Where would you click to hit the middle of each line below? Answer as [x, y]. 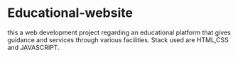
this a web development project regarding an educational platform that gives [119, 32]
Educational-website [70, 13]
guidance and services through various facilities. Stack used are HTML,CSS [118, 39]
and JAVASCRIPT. [33, 47]
